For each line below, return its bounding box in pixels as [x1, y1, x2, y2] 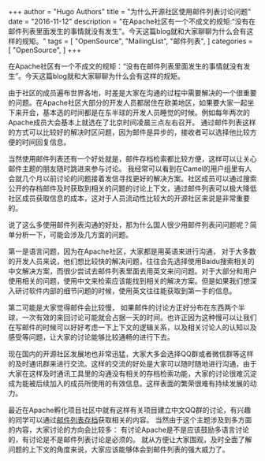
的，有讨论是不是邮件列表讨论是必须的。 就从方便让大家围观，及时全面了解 [8, 435, 252, 444]
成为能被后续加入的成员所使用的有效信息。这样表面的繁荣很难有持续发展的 [8, 379, 250, 388]
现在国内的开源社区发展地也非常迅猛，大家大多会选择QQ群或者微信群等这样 [8, 349, 254, 359]
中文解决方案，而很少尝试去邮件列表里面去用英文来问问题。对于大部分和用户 [8, 266, 257, 276]
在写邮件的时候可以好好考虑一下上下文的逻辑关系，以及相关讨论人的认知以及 [8, 322, 257, 332]
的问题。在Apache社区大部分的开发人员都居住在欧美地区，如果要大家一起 [8, 98, 248, 107]
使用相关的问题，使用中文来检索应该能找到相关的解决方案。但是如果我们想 [8, 277, 250, 285]
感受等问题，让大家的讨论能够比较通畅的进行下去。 [8, 333, 174, 341]
